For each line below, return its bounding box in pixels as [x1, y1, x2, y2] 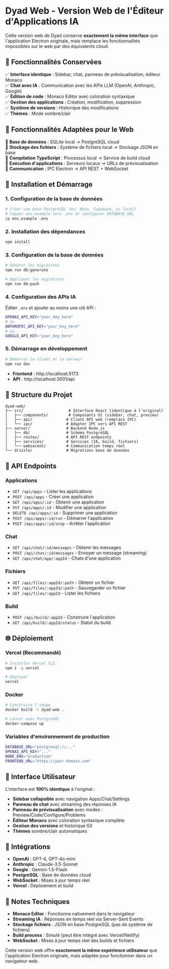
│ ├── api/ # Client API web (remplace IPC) [5, 417, 137, 422]
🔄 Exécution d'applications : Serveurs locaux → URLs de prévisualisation [5, 160, 158, 166]
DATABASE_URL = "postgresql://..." [5, 744, 76, 749]
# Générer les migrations [5, 263, 60, 268]
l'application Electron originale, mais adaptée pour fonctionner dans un [5, 953, 153, 959]
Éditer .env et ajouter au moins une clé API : [5, 305, 96, 311]
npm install [5, 240, 30, 245]
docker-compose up [5, 721, 44, 726]
